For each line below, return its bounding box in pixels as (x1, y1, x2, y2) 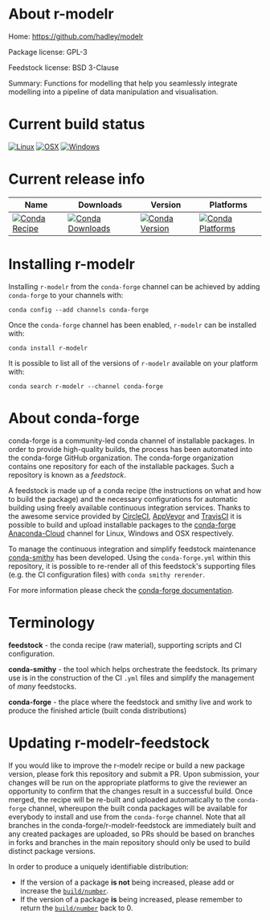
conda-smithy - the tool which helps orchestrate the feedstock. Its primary (8, 664, 258, 673)
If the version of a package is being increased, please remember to (19, 894, 243, 904)
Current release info (8, 170, 145, 189)
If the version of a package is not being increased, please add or (19, 877, 235, 887)
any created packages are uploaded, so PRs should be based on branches (8, 829, 256, 839)
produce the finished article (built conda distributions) (8, 706, 187, 715)
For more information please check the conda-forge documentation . (8, 585, 235, 595)
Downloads (77, 199, 123, 210)
